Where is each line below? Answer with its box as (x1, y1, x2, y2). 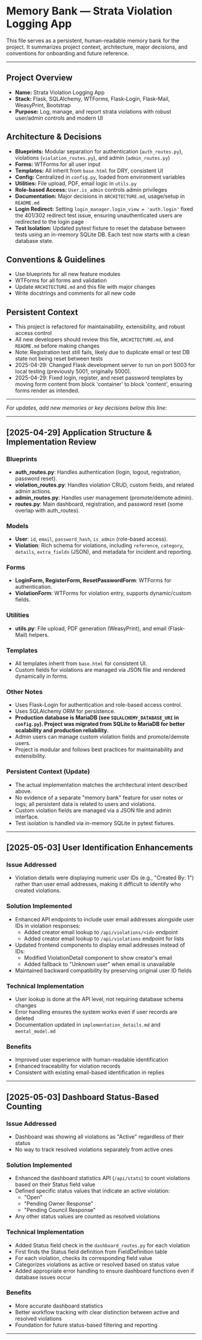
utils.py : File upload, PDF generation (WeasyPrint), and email (14, 624, 167, 632)
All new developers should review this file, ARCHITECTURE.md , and (14, 336, 174, 343)
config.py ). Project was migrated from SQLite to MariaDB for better (14, 721, 185, 728)
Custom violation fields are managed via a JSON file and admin (14, 807, 171, 814)
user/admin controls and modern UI (14, 114, 103, 121)
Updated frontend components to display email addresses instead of (14, 941, 185, 948)
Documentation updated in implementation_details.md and (14, 1021, 161, 1028)
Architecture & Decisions (6, 132, 102, 142)
